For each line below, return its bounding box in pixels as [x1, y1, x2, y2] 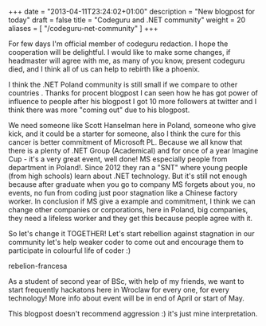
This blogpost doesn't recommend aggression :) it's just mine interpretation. [8, 309, 258, 318]
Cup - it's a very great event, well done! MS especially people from [8, 154, 228, 164]
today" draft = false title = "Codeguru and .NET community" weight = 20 [8, 15, 246, 25]
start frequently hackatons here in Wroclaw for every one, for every [8, 285, 229, 294]
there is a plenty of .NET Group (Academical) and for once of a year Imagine [8, 146, 259, 155]
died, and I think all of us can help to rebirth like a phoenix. [8, 64, 201, 74]
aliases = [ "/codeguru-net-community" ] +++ [8, 24, 158, 33]
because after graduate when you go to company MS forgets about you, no [8, 180, 256, 189]
